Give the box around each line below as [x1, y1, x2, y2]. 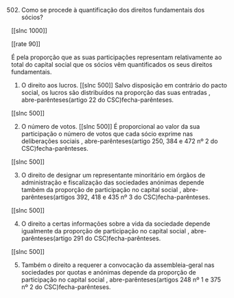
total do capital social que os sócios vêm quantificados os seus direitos [11, 61, 213, 68]
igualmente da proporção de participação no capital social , [21, 227, 190, 235]
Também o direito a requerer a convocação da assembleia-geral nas [21, 261, 215, 269]
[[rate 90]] [11, 40, 40, 47]
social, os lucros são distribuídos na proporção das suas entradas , [21, 89, 211, 96]
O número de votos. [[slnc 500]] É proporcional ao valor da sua [21, 123, 200, 130]
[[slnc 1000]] [11, 27, 47, 34]
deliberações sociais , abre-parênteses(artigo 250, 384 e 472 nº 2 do [21, 137, 218, 145]
